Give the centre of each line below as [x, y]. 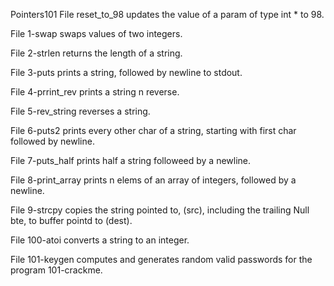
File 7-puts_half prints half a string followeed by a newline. [131, 160]
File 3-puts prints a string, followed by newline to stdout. [126, 72]
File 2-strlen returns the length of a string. [96, 53]
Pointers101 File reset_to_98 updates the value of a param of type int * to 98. [167, 14]
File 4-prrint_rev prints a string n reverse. [95, 92]
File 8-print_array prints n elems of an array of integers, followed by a [153, 180]
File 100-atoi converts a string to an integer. [100, 240]
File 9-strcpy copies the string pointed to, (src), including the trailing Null [160, 210]
